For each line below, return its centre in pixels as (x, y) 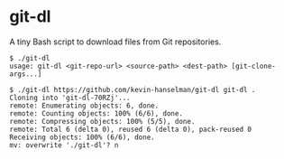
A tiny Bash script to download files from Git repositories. (115, 42)
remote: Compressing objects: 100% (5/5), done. (102, 121)
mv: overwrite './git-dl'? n (64, 145)
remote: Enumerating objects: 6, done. (84, 106)
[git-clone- (254, 66)
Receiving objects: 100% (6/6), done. (82, 137)
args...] (26, 74)
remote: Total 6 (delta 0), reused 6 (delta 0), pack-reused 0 (131, 129)
